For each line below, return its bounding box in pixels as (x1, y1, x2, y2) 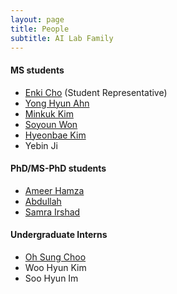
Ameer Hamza (24, 184, 85, 196)
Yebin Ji (24, 139, 58, 151)
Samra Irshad (24, 206, 81, 218)
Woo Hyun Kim (24, 261, 87, 273)
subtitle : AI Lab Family (10, 33, 114, 43)
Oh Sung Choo (24, 251, 87, 263)
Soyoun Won (24, 118, 78, 130)
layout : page (10, 14, 65, 25)
